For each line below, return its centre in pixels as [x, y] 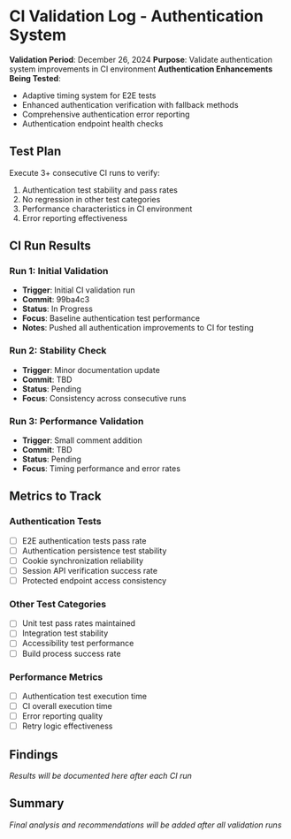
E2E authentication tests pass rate [84, 540]
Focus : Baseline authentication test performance [111, 318]
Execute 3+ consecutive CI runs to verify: [85, 172]
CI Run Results [50, 246]
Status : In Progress [57, 309]
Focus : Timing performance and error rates [101, 469]
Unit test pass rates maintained [78, 623]
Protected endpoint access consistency [94, 580]
